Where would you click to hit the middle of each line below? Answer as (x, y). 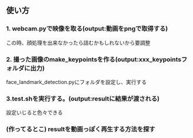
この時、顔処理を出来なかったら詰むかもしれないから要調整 (78, 42)
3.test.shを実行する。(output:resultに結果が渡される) (83, 99)
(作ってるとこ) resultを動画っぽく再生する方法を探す (81, 129)
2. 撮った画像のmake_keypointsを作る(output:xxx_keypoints (94, 59)
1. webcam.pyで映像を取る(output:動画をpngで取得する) (87, 29)
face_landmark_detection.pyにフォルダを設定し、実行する (76, 82)
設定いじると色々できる (34, 113)
